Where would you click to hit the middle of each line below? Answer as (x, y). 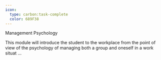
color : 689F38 (24, 19)
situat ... (13, 53)
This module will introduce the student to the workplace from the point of (80, 43)
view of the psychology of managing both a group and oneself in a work (79, 48)
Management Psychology (31, 33)
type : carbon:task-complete (39, 14)
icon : (11, 10)
